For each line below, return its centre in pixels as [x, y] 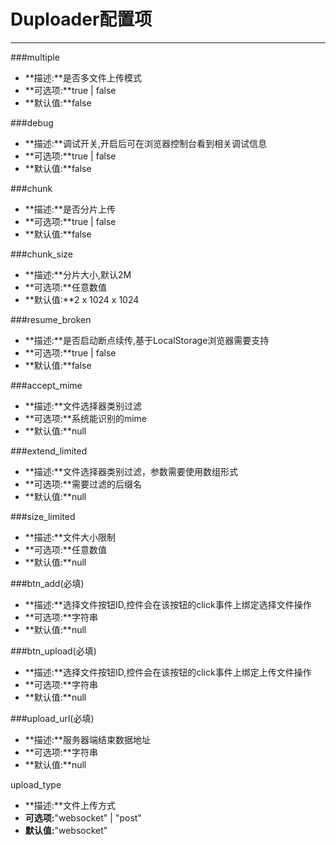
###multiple [35, 57]
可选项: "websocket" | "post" [83, 817]
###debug [32, 122]
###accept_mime [46, 385]
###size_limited [43, 516]
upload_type [36, 784]
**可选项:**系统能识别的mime [85, 418]
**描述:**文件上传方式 [70, 805]
